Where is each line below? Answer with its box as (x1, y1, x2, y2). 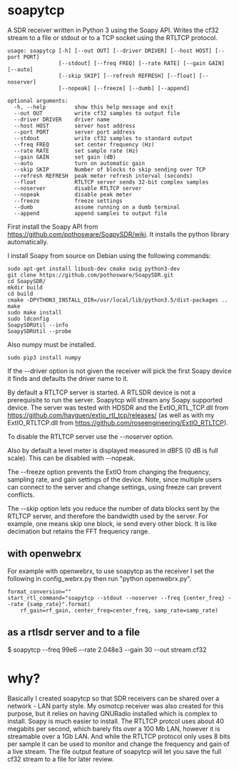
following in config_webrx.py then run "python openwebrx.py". (7, 574, 192, 582)
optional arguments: (7, 97, 69, 104)
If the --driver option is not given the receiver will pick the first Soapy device (7, 367, 232, 375)
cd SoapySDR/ (7, 277, 46, 284)
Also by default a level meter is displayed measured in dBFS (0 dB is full (7, 446, 219, 455)
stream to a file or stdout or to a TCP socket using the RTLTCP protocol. (7, 33, 218, 41)
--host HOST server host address (14, 122, 136, 129)
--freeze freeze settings (14, 197, 123, 204)
